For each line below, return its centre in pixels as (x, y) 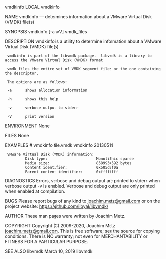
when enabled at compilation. (35, 191)
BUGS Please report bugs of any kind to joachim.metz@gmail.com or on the (83, 201)
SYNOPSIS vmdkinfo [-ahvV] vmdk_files (46, 32)
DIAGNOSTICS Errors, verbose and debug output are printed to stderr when (83, 181)
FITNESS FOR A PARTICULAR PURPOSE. (47, 241)
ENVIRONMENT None (27, 126)
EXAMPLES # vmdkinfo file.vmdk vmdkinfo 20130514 (59, 145)
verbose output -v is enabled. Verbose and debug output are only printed (80, 186)
